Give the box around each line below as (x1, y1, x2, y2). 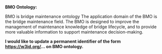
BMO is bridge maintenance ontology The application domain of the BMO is (5, 14, 158, 19)
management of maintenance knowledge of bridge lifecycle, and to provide (5, 24, 157, 30)
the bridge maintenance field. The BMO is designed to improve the (5, 19, 139, 24)
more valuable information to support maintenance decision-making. (5, 29, 143, 35)
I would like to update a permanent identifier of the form (5, 38, 121, 44)
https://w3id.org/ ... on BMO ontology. (5, 44, 84, 49)
